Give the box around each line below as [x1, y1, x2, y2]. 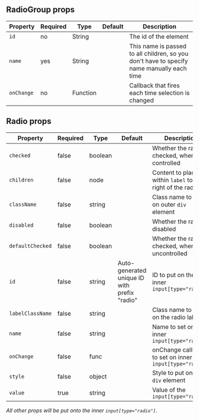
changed [129, 96, 154, 104]
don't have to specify [129, 56, 188, 65]
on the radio [152, 313, 186, 321]
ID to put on [152, 271, 185, 279]
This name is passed [129, 42, 187, 50]
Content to [152, 168, 182, 177]
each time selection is [129, 88, 190, 97]
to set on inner [152, 353, 192, 361]
